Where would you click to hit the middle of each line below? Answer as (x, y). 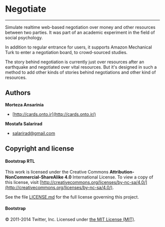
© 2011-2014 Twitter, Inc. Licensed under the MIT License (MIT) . (70, 219)
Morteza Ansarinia (25, 104)
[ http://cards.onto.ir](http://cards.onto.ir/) (54, 114)
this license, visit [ (23, 182)
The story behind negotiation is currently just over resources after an (75, 62)
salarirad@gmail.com (34, 133)
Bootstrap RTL (20, 161)
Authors (18, 93)
